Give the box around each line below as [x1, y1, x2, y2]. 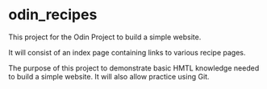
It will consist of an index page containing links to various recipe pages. [8, 47, 246, 57]
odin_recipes [8, 6, 98, 24]
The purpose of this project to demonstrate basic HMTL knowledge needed [8, 63, 260, 73]
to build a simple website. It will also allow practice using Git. [8, 71, 210, 81]
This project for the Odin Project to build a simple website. [8, 32, 202, 42]
